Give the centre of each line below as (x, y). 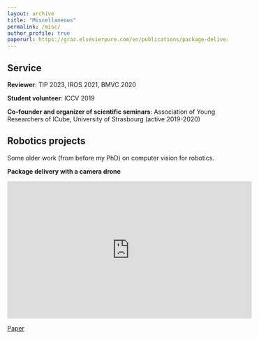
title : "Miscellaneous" (42, 20)
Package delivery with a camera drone (64, 171)
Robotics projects (46, 141)
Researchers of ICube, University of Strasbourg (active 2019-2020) (104, 119)
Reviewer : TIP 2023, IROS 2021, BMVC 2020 (72, 84)
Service (24, 68)
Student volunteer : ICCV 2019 (51, 98)
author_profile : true (39, 33)
